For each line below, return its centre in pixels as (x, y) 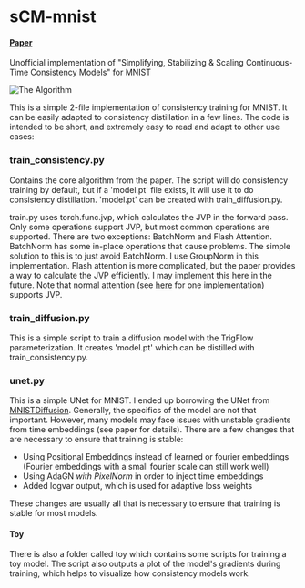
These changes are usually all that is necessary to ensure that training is (145, 503)
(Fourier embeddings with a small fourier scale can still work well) (146, 467)
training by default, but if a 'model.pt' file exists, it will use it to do (132, 189)
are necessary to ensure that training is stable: (97, 440)
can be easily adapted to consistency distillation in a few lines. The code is (149, 117)
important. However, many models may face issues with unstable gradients (150, 420)
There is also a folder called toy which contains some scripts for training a (148, 554)
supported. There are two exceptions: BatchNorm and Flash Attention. (141, 236)
